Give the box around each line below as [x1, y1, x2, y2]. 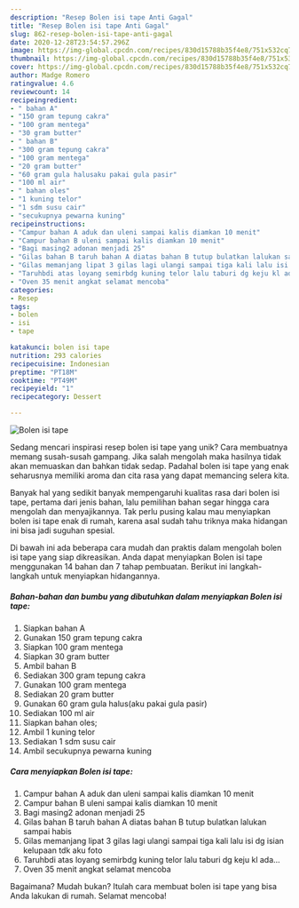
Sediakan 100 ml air [22, 707, 95, 718]
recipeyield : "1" [10, 384, 75, 394]
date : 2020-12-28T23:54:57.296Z [10, 37, 130, 47]
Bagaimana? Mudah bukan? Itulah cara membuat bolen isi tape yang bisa [10, 880, 278, 891]
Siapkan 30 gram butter [22, 650, 110, 662]
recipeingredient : [10, 95, 78, 105]
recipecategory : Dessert [10, 393, 102, 402]
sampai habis [22, 825, 72, 836]
